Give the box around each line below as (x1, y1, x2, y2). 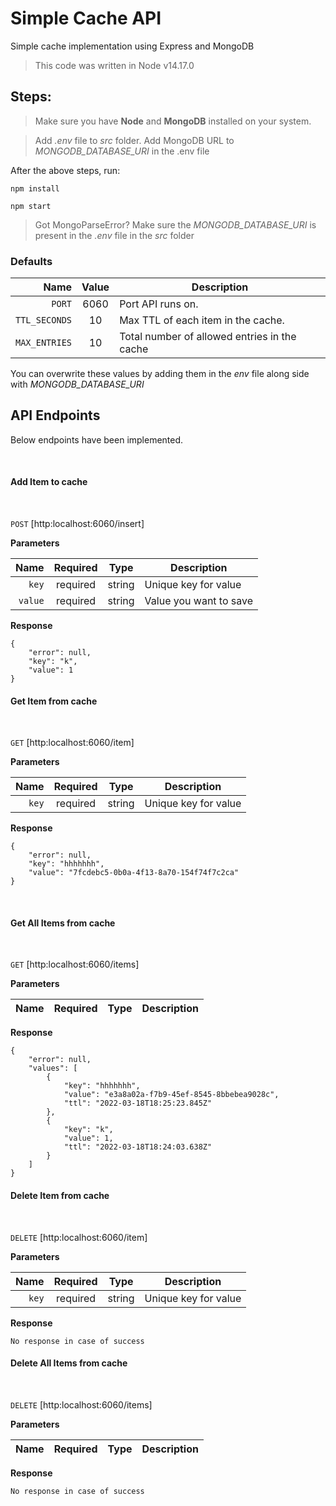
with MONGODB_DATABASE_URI (10, 378, 145, 391)
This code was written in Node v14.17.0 (34, 59, 195, 71)
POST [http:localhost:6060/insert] (10, 518, 145, 530)
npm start (10, 201, 52, 211)
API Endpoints (10, 407, 101, 424)
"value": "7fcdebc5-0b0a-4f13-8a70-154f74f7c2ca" (28, 868, 240, 878)
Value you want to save (144, 594, 254, 608)
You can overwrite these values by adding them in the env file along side (10, 368, 310, 380)
